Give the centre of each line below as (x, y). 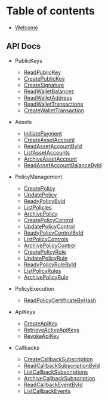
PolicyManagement (38, 177)
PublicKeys (29, 60)
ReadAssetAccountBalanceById (63, 165)
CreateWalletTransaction (54, 110)
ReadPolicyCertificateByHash (60, 300)
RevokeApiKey (41, 336)
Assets (23, 122)
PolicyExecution (35, 288)
